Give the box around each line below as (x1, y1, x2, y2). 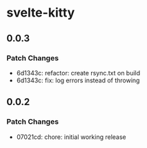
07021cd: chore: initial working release (16, 133, 126, 141)
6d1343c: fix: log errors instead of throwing (16, 76, 140, 84)
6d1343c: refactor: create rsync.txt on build (16, 68, 141, 77)
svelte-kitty (6, 5, 75, 21)
